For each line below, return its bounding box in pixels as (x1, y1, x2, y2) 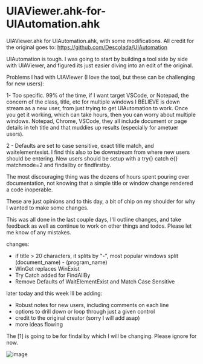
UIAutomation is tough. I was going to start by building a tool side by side (6, 55, 188, 62)
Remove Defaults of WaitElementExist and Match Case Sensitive (14, 277, 175, 285)
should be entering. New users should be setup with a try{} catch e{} (6, 154, 178, 162)
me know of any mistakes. (6, 228, 71, 236)
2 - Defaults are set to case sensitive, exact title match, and (6, 142, 154, 149)
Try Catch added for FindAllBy (14, 271, 91, 279)
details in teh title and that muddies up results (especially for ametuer (6, 124, 179, 131)
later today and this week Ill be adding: (6, 290, 103, 297)
